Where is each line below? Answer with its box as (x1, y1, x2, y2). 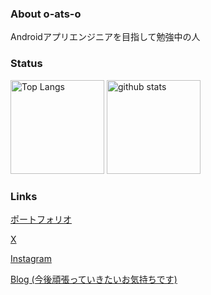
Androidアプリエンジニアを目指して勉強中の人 (10, 31, 201, 43)
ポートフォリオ (10, 213, 72, 225)
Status (10, 57, 43, 71)
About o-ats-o (10, 7, 82, 21)
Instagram (10, 252, 52, 264)
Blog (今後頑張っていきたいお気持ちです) (10, 273, 178, 285)
